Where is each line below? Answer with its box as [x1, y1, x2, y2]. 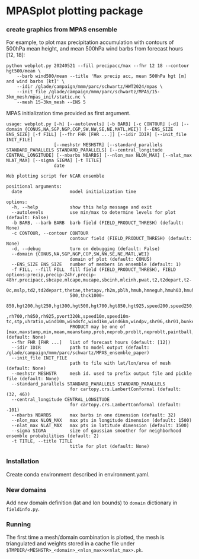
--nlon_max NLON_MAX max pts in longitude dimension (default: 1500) [11, 418, 192, 424]
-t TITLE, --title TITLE [11, 438, 73, 444]
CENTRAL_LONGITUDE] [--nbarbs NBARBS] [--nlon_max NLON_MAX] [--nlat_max [6, 153, 192, 159]
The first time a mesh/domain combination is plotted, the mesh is [6, 533, 165, 541]
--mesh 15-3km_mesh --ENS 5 [17, 99, 86, 105]
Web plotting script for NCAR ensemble [6, 173, 105, 179]
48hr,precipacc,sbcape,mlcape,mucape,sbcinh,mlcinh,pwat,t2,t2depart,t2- [6, 277, 192, 283]
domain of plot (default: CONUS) [69, 257, 152, 263]
